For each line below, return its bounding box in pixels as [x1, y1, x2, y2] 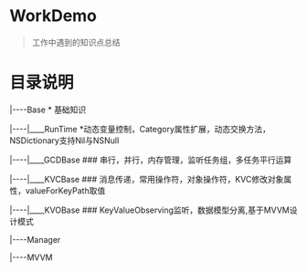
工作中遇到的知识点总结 [31, 37, 121, 47]
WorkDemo [9, 5, 98, 26]
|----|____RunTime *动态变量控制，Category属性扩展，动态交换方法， [9, 123, 271, 134]
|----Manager [9, 234, 61, 245]
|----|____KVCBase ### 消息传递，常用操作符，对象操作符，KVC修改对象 [9, 173, 284, 184]
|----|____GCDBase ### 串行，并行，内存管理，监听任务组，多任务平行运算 [9, 154, 292, 165]
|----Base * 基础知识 [9, 104, 87, 115]
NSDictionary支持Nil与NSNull [9, 134, 120, 146]
